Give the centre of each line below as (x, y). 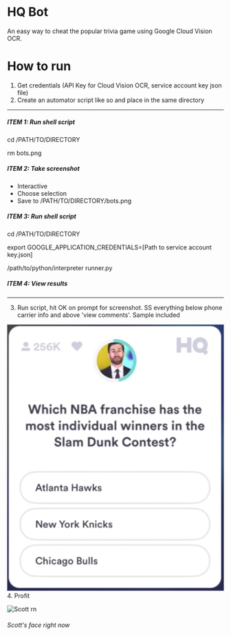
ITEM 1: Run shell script (41, 122)
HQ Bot (28, 12)
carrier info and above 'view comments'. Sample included (98, 315)
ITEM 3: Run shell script (42, 216)
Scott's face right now (38, 625)
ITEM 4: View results (37, 284)
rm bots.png (24, 153)
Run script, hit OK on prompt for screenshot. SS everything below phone (120, 307)
